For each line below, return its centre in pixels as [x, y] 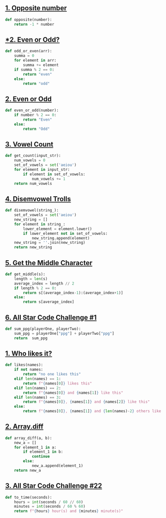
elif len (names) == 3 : [38, 397]
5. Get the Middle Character [49, 263]
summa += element [41, 65]
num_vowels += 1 [48, 179]
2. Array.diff [24, 427]
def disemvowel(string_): [32, 211]
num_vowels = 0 [30, 160]
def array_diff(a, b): [29, 438]
